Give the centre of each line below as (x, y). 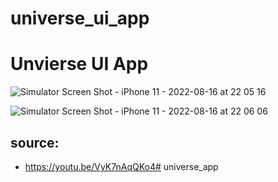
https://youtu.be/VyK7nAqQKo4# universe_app (121, 166)
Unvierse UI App (79, 64)
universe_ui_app (80, 18)
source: (35, 142)
